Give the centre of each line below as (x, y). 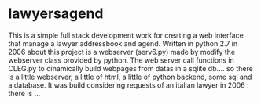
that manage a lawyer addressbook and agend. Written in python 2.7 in (123, 43)
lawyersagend (56, 14)
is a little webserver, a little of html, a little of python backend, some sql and (130, 77)
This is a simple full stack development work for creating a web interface (126, 35)
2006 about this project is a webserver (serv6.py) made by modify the (122, 52)
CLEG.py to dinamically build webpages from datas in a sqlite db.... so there (130, 68)
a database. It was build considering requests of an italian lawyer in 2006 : (129, 85)
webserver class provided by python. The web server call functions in (121, 60)
